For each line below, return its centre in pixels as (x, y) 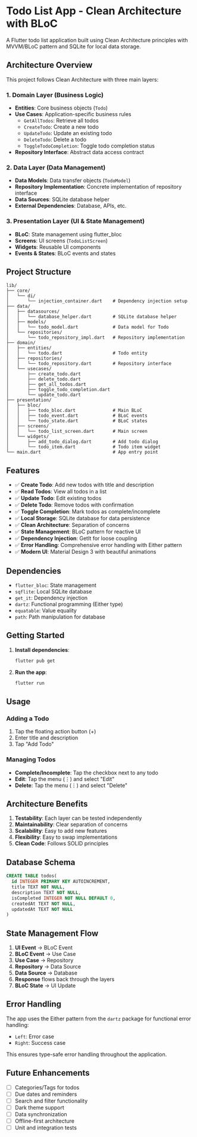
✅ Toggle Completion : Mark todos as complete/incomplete (87, 512)
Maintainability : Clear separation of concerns (71, 824)
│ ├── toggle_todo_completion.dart (58, 390)
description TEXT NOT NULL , (46, 892)
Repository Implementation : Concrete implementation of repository (98, 187)
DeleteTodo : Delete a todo (55, 140)
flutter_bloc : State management (55, 585)
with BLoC (32, 24)
